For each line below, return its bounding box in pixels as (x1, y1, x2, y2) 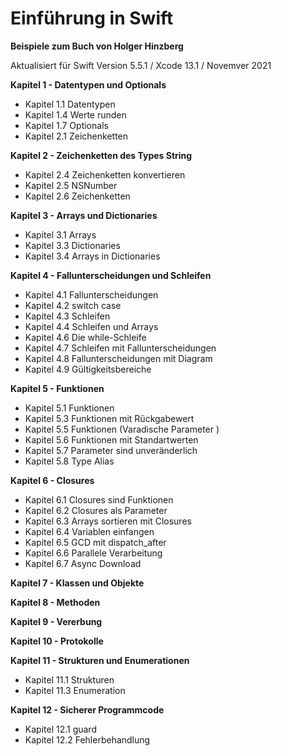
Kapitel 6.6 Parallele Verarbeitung (24, 547, 163, 559)
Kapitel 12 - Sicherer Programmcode (10, 703, 165, 716)
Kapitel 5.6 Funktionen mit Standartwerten (24, 433, 199, 446)
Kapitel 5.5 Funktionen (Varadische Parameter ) (24, 423, 220, 435)
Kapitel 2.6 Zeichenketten (24, 190, 131, 202)
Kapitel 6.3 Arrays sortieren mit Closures (24, 515, 192, 527)
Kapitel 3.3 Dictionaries (24, 239, 121, 251)
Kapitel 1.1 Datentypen (24, 98, 116, 110)
